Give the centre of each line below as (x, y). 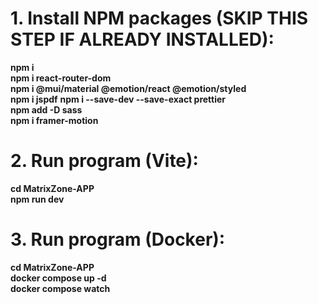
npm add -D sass (46, 109)
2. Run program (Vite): (104, 161)
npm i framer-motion (54, 120)
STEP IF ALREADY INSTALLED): (142, 39)
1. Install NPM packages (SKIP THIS (159, 18)
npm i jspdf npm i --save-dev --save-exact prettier (118, 99)
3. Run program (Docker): (118, 239)
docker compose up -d (58, 278)
